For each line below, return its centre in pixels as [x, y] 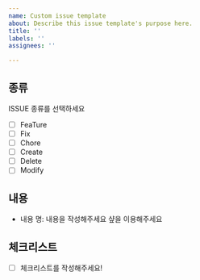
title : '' [25, 31]
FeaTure [33, 124]
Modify [32, 170]
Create [31, 152]
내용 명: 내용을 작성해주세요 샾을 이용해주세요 [91, 219]
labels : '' [27, 38]
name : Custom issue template [57, 16]
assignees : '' [32, 46]
